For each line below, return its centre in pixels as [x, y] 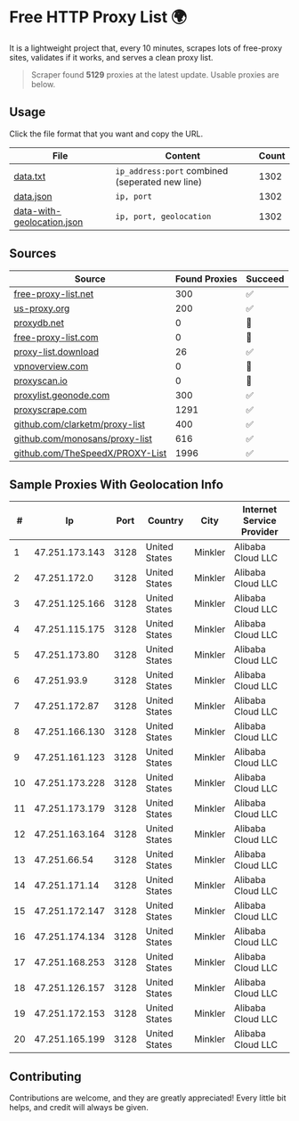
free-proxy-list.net [54, 293]
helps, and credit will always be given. [79, 1108]
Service [260, 520]
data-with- [38, 210]
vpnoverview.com [51, 366]
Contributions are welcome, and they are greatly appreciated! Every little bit [148, 1098]
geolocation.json [48, 222]
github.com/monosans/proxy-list [83, 438]
